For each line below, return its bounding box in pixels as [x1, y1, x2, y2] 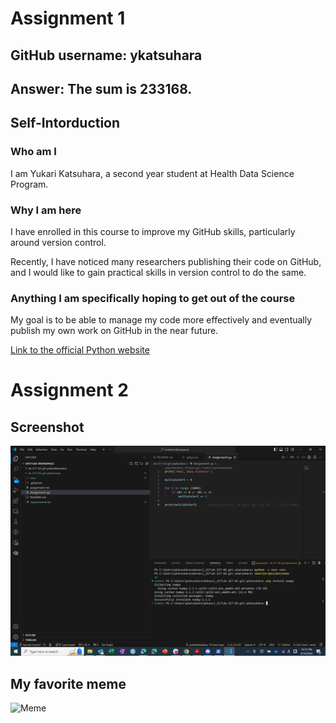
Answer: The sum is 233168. [10, 80, 193, 97]
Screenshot [10, 418, 85, 436]
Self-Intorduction [10, 115, 121, 132]
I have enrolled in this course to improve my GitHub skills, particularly [10, 225, 296, 237]
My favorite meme [10, 675, 127, 692]
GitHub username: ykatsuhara [10, 47, 203, 64]
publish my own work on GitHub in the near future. [10, 325, 219, 337]
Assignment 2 [10, 379, 129, 402]
